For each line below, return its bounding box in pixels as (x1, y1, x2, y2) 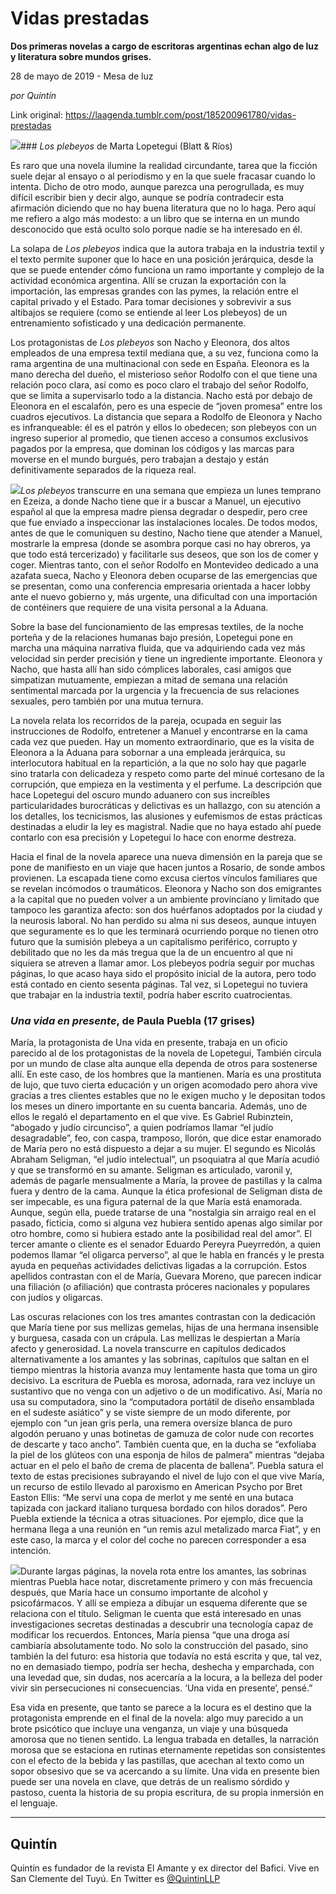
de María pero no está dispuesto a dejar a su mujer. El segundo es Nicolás (10, 1143, 316, 1155)
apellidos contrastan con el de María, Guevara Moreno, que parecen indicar (10, 1270, 322, 1282)
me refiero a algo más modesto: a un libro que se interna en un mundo (10, 212, 300, 224)
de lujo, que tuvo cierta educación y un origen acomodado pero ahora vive (10, 1079, 318, 1091)
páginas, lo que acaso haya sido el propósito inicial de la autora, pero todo (10, 967, 317, 979)
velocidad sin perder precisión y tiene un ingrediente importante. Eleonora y (10, 652, 323, 664)
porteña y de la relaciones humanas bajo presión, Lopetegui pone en (10, 631, 294, 643)
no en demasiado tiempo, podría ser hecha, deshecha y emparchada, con (10, 1661, 315, 1673)
